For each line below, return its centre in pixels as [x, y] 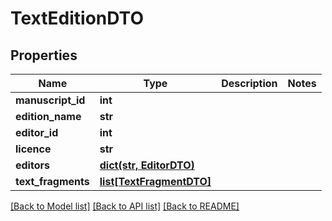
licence [33, 149]
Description [249, 83]
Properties [44, 55]
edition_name [48, 116]
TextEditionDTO [77, 18]
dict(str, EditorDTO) [147, 165]
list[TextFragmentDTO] [155, 181]
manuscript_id [50, 100]
